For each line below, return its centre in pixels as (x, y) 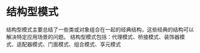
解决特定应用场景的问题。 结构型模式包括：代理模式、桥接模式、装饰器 (93, 37)
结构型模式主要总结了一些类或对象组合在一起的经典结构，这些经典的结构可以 (100, 29)
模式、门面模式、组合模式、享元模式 (76, 44)
